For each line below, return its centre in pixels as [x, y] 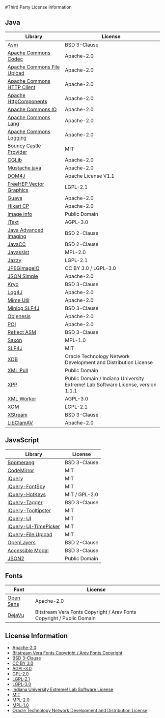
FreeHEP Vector [26, 184]
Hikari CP [18, 206]
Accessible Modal [28, 550]
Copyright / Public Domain [65, 619]
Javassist [18, 252]
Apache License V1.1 [89, 176]
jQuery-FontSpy [27, 486]
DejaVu [16, 615]
